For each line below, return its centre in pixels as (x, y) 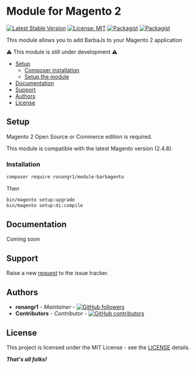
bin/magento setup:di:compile (45, 205)
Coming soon (23, 239)
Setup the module (47, 76)
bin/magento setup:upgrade (41, 200)
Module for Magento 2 (64, 11)
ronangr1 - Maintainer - (45, 307)
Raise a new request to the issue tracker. (57, 273)
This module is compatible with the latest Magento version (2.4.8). (89, 148)
